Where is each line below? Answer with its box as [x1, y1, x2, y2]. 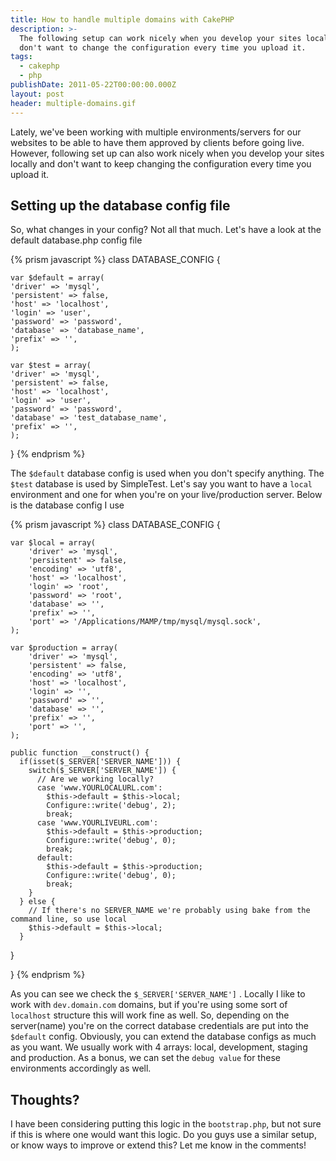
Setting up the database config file [10, 197, 231, 214]
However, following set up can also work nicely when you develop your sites [10, 147, 325, 159]
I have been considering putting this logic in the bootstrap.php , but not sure [10, 1118, 322, 1130]
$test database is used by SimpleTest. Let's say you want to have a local [10, 478, 313, 490]
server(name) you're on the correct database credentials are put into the [10, 1020, 309, 1032]
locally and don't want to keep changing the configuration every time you [10, 157, 312, 170]
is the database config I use [10, 499, 125, 511]
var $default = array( [10, 273, 105, 283]
